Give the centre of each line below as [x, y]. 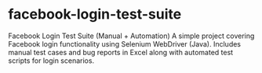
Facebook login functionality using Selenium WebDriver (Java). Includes [125, 43]
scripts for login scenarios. [51, 61]
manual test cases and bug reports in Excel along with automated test [121, 52]
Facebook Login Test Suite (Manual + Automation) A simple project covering [131, 36]
